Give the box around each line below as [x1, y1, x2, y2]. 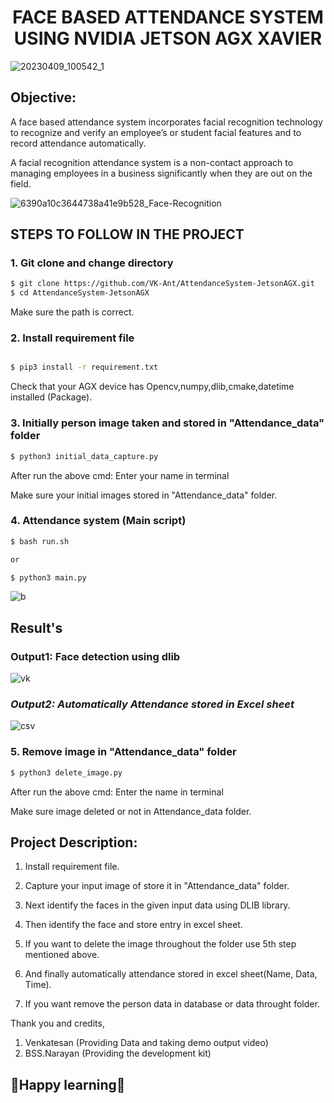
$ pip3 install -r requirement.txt [10, 362, 159, 373]
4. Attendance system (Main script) [10, 514, 187, 528]
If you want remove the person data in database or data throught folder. [24, 998, 320, 1010]
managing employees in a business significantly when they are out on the [10, 167, 313, 179]
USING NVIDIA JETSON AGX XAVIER [13, 27, 323, 50]
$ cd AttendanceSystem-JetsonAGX [10, 288, 150, 298]
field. [10, 177, 32, 190]
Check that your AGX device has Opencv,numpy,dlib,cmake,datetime [10, 381, 295, 393]
